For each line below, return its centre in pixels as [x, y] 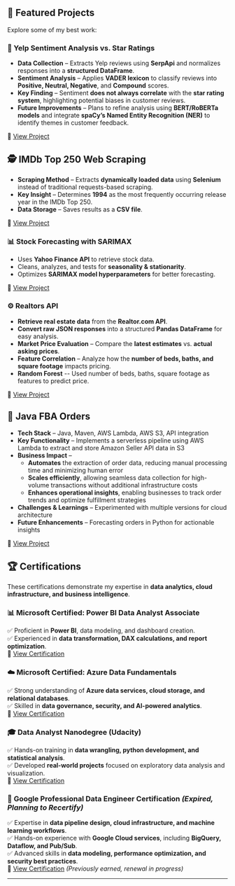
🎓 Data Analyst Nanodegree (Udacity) [74, 732]
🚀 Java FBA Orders [49, 416]
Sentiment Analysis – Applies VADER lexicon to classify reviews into [117, 78]
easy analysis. [38, 336]
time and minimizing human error [76, 471]
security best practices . [43, 861]
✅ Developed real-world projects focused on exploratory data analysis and [116, 766]
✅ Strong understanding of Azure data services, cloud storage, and [106, 690]
